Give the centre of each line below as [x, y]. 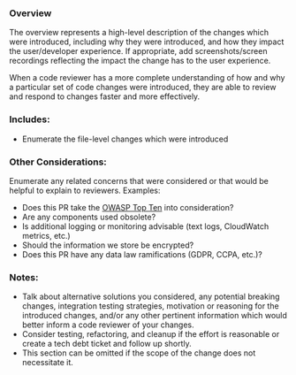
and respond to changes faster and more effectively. [105, 96]
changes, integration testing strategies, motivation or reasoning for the [151, 306]
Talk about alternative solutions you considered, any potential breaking [151, 297]
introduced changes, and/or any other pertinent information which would [154, 316]
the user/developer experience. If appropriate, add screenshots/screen [138, 51]
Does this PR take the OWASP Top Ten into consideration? [128, 207]
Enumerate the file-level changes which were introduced [125, 139]
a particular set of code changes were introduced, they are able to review [143, 88]
